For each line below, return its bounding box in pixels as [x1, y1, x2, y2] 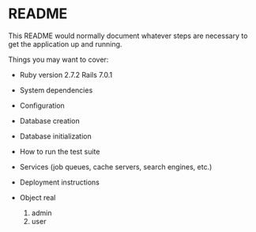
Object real [19, 192, 56, 202]
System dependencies [19, 85, 93, 95]
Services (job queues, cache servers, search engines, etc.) [19, 162, 213, 171]
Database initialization [19, 131, 92, 141]
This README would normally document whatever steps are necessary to [8, 31, 248, 40]
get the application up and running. [8, 39, 122, 48]
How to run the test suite [19, 146, 100, 156]
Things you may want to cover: [8, 55, 109, 64]
